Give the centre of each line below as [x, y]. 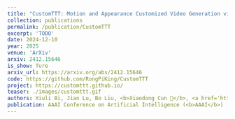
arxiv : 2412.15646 [34, 59]
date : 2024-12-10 [33, 40]
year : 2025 [23, 46]
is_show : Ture [28, 66]
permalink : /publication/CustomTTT [59, 27]
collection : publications [45, 20]
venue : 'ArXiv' [29, 53]
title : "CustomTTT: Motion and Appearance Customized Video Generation [114, 14]
